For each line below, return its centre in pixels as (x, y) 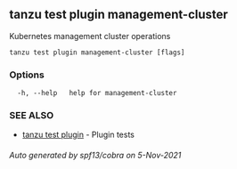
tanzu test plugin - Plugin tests (78, 135)
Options (27, 75)
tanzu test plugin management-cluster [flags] (97, 52)
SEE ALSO (32, 116)
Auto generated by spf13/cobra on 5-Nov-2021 (95, 155)
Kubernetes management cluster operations (90, 36)
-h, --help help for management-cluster (97, 93)
